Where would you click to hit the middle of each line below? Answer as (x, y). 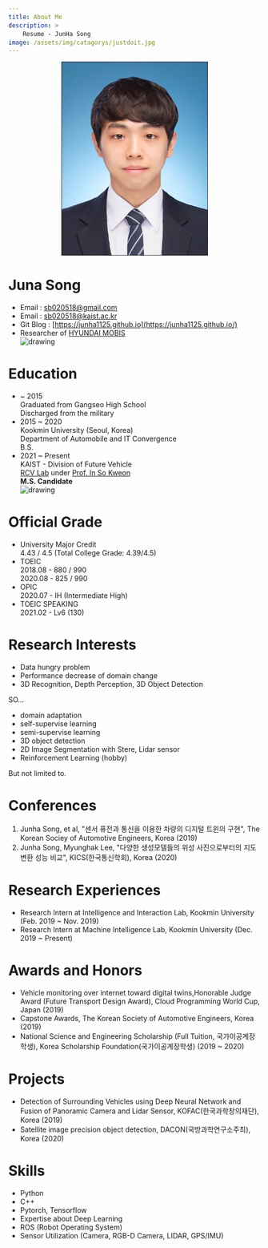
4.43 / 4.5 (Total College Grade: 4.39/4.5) (88, 553)
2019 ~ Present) (46, 938)
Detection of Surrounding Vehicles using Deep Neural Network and (130, 1101)
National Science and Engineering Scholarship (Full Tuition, (117, 1036)
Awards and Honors (75, 971)
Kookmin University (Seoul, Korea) (76, 430)
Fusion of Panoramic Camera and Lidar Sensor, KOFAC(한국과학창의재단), (140, 1111)
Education (43, 374)
